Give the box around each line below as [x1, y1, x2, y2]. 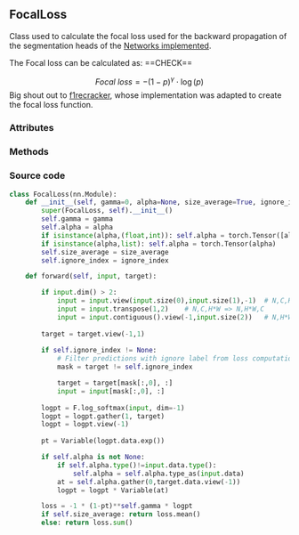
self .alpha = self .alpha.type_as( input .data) [72, 469, 245, 478]
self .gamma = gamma [41, 215, 114, 223]
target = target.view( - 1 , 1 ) [41, 329, 145, 338]
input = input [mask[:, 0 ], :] [56, 386, 166, 395]
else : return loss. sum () [41, 518, 133, 528]
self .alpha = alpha [41, 223, 114, 232]
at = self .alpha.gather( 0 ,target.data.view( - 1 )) [56, 477, 241, 486]
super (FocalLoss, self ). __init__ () [41, 207, 174, 215]
